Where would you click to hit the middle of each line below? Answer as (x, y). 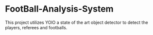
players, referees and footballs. (36, 27)
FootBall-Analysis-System (59, 9)
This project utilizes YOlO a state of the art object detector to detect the (76, 22)
